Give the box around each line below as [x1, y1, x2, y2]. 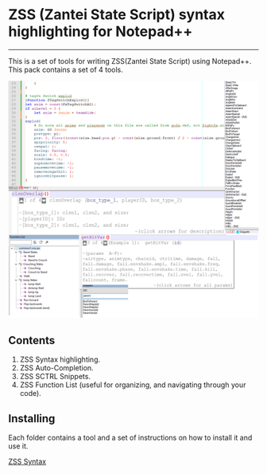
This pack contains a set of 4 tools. [8, 65, 123, 74]
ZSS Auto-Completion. [19, 363, 94, 373]
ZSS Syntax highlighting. [19, 355, 101, 364]
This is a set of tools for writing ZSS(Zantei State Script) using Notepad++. [8, 56, 252, 65]
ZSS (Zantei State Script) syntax [8, 6, 225, 24]
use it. [8, 441, 29, 451]
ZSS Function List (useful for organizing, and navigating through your [19, 380, 246, 390]
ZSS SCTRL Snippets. [19, 372, 91, 382]
